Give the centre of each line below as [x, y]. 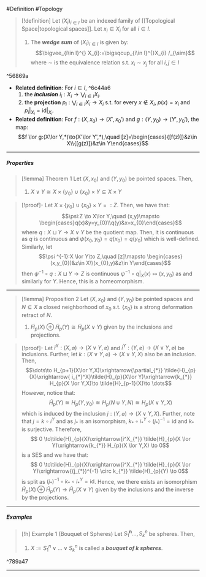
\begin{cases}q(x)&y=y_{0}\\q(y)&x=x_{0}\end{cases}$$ [110, 223]
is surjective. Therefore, [51, 429]
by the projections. [45, 497]
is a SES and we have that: [55, 455]
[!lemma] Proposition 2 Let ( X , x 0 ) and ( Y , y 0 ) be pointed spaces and [107, 300]
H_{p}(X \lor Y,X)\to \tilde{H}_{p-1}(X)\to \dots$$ [111, 383]
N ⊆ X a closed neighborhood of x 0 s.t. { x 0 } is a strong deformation [107, 308]
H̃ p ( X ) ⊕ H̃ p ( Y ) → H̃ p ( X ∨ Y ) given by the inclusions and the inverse [108, 490]
